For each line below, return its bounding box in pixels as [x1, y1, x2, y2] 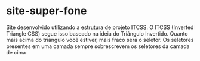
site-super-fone [6, 4, 87, 18]
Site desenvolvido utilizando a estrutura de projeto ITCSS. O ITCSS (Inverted [6, 24, 194, 31]
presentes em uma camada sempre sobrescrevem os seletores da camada [6, 43, 190, 50]
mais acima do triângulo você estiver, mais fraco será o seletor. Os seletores [6, 36, 194, 43]
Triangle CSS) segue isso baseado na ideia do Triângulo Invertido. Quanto [6, 30, 188, 37]
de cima [6, 49, 26, 56]
